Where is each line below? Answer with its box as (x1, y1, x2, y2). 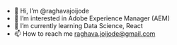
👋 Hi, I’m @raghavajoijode (13, 7, 90, 15)
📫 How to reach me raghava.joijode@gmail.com (13, 30, 156, 38)
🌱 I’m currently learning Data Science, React (13, 22, 143, 30)
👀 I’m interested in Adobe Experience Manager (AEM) (13, 14, 170, 22)
